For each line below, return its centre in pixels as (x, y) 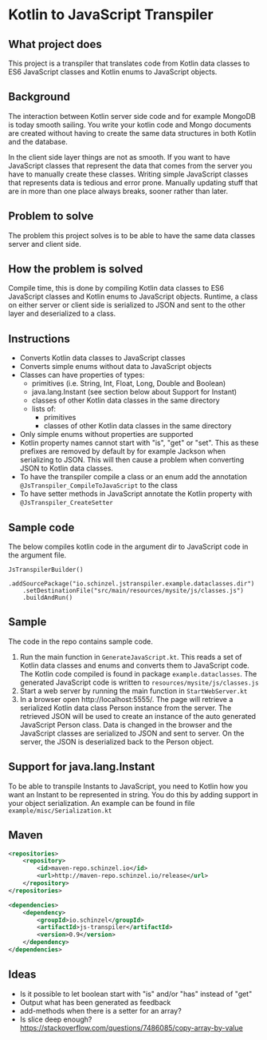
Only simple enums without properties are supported (106, 435)
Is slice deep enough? (56, 1019)
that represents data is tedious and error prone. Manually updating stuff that (133, 182)
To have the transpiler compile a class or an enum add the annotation (133, 477)
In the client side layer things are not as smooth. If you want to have (119, 157)
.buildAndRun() (48, 598)
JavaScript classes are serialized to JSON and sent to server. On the (132, 733)
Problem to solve (51, 216)
